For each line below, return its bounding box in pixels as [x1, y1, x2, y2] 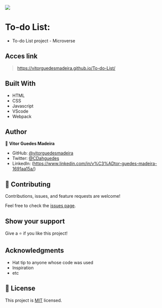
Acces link [5, 52, 38, 61]
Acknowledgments [5, 246, 65, 255]
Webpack [12, 113, 32, 119]
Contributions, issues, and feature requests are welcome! [5, 193, 121, 199]
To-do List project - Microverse [12, 37, 75, 44]
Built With [5, 79, 36, 88]
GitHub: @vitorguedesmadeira [12, 150, 73, 156]
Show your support [5, 217, 65, 225]
